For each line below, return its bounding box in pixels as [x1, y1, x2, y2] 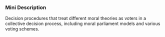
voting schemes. [5, 26, 39, 32]
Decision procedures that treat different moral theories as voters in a [5, 15, 146, 21]
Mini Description [5, 4, 46, 11]
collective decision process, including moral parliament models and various [5, 20, 160, 26]
